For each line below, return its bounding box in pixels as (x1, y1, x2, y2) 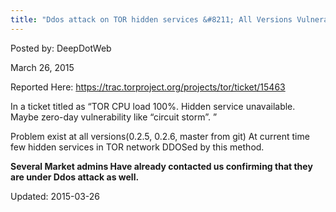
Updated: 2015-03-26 (10, 190, 101, 202)
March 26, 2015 (10, 61, 75, 73)
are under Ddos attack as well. (10, 171, 140, 183)
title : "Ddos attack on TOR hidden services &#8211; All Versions (10, 14, 293, 25)
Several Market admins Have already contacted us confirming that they (10, 160, 313, 172)
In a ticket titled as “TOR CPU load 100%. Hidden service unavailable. (10, 100, 296, 112)
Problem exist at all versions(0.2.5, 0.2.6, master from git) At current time (10, 130, 310, 142)
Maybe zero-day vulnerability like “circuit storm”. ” (10, 111, 218, 123)
